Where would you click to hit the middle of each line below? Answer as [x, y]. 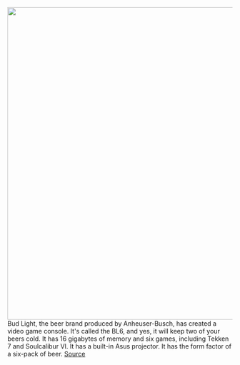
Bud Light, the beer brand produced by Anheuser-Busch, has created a [112, 324]
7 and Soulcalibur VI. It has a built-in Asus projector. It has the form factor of [120, 346]
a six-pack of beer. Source [46, 354]
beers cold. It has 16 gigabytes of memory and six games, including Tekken [118, 339]
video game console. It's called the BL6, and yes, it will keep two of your [114, 331]
